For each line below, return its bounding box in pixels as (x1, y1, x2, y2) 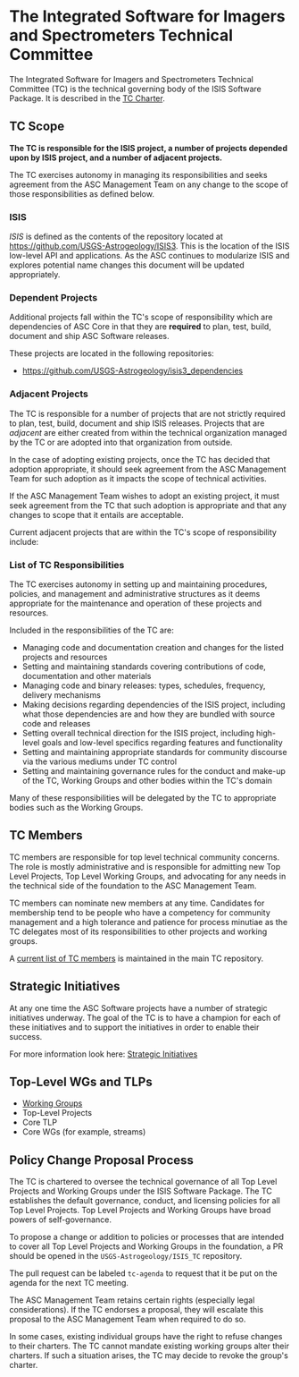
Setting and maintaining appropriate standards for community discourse (21, 746, 287, 757)
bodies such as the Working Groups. (9, 802, 144, 812)
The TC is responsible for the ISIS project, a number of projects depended (9, 142, 288, 153)
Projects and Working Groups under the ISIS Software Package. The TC (9, 1186, 272, 1196)
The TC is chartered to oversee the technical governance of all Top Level (9, 1177, 278, 1187)
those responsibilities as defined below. (9, 188, 154, 199)
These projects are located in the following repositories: (9, 348, 214, 359)
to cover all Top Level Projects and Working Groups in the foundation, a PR (9, 1241, 284, 1252)
